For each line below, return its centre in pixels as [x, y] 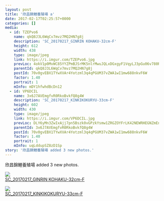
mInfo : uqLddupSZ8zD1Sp [38, 146]
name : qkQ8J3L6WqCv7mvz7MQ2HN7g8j [49, 37]
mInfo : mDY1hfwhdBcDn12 [38, 87]
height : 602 [26, 105]
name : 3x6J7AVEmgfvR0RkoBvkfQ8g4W [49, 96]
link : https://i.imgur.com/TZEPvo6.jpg [54, 60]
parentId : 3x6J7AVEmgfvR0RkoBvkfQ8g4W [53, 127]
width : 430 [25, 110]
